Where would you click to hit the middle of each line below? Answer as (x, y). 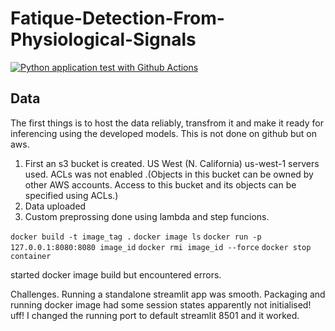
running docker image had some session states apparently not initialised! (161, 304)
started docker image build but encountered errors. (116, 274)
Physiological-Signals (103, 39)
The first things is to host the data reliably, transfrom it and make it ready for (167, 123)
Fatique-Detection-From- (117, 18)
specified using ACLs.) (71, 195)
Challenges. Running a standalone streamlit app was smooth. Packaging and (168, 294)
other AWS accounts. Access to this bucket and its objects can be (160, 184)
